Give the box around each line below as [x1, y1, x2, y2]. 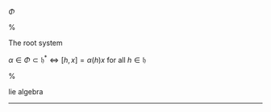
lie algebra [8, 86, 44, 96]
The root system [8, 38, 63, 48]
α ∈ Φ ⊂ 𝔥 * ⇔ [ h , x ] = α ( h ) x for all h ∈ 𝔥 [8, 54, 147, 64]
